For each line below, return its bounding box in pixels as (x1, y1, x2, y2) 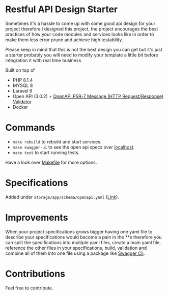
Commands (5, 122, 55, 133)
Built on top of (5, 67, 35, 73)
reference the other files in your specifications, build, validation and (5, 245, 147, 251)
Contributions (5, 268, 65, 279)
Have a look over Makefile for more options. (5, 159, 97, 165)
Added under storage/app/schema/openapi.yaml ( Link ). (5, 194, 120, 200)
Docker (12, 104, 29, 110)
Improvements (5, 212, 68, 223)
